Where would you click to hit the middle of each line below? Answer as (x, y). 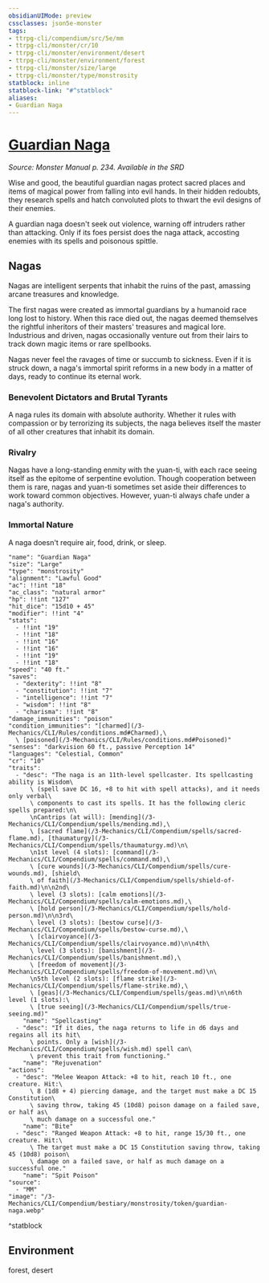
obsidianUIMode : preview (50, 16)
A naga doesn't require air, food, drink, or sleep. (88, 542)
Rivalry (22, 453)
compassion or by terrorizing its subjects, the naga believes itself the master (134, 423)
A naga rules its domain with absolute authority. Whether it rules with (122, 415)
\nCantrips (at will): (67, 817)
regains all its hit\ (45, 1035)
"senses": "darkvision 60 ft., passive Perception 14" (102, 747)
